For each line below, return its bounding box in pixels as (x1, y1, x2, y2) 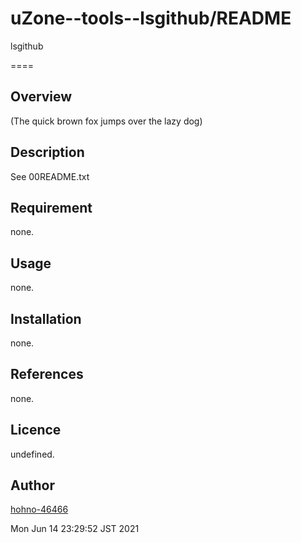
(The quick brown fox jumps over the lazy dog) (10, 115, 203, 127)
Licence (10, 422, 62, 439)
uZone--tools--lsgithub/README (10, 7, 292, 30)
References (10, 366, 84, 383)
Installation (10, 310, 82, 327)
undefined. (10, 448, 55, 460)
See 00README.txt (10, 170, 90, 182)
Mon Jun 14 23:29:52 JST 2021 (10, 523, 140, 535)
